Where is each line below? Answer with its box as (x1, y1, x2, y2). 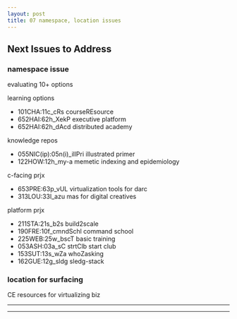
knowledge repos (7, 136, 58, 145)
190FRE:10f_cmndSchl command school (17, 227, 134, 236)
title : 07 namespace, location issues (7, 17, 121, 24)
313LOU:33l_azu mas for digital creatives (17, 192, 137, 201)
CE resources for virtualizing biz (7, 291, 101, 299)
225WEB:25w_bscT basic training (17, 234, 116, 243)
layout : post (7, 10, 46, 18)
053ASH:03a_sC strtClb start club (17, 242, 116, 251)
